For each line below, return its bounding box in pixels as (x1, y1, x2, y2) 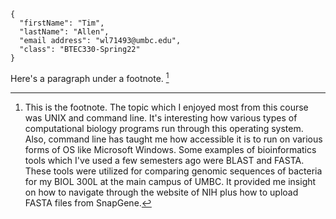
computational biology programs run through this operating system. (24, 122, 304, 134)
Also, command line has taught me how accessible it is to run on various (24, 133, 323, 145)
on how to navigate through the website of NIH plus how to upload (24, 186, 299, 198)
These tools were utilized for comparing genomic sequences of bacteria (24, 165, 323, 177)
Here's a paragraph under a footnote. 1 (10, 71, 170, 84)
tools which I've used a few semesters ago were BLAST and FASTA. (24, 154, 305, 166)
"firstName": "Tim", (19, 18, 105, 28)
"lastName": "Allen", (19, 27, 110, 37)
